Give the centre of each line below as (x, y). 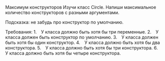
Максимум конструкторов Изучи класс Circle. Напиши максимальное (81, 7)
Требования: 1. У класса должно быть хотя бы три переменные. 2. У (82, 32)
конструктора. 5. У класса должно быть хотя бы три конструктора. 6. (81, 48)
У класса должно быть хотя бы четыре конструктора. (63, 53)
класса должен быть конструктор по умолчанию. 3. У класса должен (82, 37)
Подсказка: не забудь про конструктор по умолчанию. (64, 22)
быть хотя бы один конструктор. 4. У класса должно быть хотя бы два (83, 42)
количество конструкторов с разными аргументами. (62, 12)
